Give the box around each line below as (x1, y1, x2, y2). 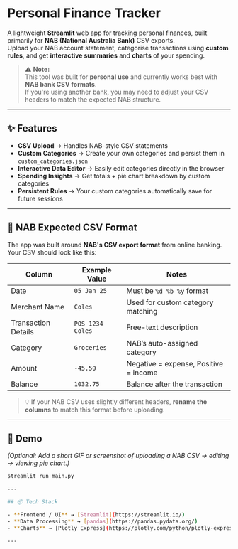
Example (81, 265, 112, 274)
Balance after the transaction (126, 379, 223, 389)
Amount (11, 363, 38, 373)
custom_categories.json (17, 158, 89, 165)
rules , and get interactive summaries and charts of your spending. (7, 51, 205, 60)
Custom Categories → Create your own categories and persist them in (17, 149, 225, 157)
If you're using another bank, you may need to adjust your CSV (24, 87, 209, 96)
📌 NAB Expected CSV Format (7, 222, 137, 234)
